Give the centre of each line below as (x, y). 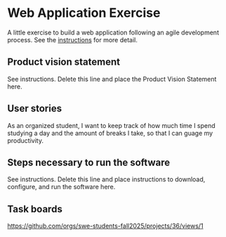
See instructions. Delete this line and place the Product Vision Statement (112, 79)
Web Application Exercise (84, 13)
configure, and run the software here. (61, 187)
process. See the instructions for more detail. (73, 39)
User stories (34, 109)
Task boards (35, 209)
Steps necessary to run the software (89, 162)
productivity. (26, 140)
